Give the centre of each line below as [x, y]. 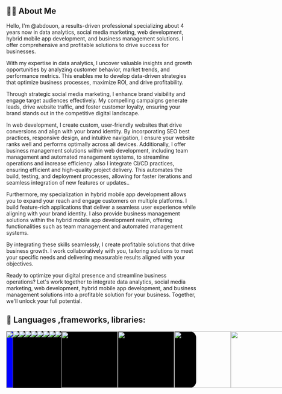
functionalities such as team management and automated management [94, 226]
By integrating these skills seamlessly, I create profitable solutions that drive [100, 244]
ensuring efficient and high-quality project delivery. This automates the [94, 170]
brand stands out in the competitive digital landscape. [73, 113]
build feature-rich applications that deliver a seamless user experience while [101, 207]
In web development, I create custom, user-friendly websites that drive [94, 125]
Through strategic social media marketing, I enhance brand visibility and [96, 94]
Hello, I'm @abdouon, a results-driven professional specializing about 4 [95, 25]
